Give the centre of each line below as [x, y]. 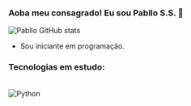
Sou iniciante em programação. [72, 46]
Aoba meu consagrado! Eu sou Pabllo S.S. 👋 [96, 13]
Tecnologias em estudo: [57, 67]
